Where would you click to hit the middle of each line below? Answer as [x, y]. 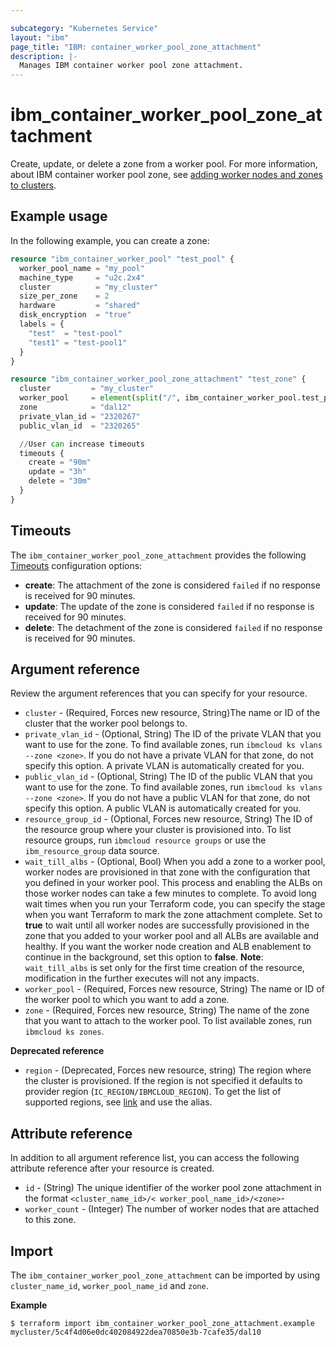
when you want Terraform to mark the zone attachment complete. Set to [173, 915]
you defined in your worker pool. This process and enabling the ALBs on [173, 883]
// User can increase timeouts [82, 444]
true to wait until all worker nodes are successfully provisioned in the [167, 925]
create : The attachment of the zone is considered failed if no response [172, 585]
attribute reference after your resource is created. [112, 1168]
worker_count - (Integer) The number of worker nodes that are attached [172, 1209]
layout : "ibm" [40, 37]
